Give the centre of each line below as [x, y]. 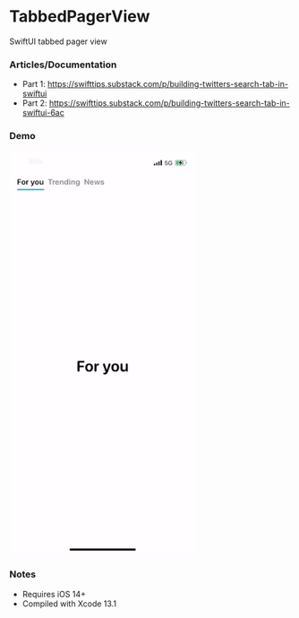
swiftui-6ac [43, 113]
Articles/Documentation [63, 65]
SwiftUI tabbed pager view [58, 41]
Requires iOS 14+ [54, 594]
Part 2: [34, 103]
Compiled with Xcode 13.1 [69, 604]
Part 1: [34, 84]
